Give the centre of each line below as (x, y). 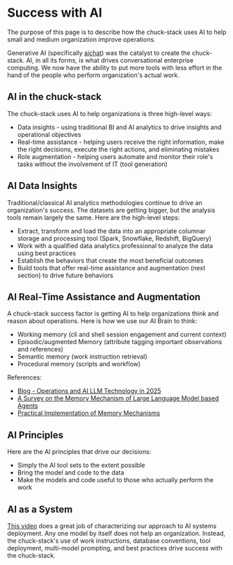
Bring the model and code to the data (71, 473)
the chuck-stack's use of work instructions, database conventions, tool (109, 541)
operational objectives (49, 134)
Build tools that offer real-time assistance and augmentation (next (111, 268)
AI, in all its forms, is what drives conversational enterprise (110, 60)
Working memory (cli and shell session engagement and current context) (122, 334)
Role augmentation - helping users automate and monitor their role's (115, 156)
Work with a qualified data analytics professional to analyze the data (115, 245)
